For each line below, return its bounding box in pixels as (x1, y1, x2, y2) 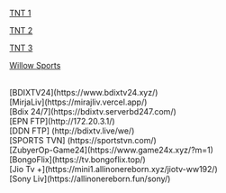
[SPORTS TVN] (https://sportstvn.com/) (9, 135, 158, 145)
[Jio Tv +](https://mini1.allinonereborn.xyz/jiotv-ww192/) (9, 164, 218, 174)
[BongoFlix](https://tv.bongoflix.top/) (9, 154, 146, 165)
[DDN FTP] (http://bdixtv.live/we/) (9, 125, 135, 136)
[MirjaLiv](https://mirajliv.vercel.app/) (9, 96, 148, 107)
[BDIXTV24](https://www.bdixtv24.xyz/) (9, 87, 158, 97)
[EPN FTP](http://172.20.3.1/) (9, 116, 115, 126)
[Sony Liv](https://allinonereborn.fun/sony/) (9, 173, 171, 184)
